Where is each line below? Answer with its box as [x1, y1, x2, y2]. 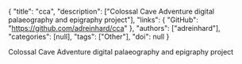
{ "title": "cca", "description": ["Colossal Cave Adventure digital [8, 7, 215, 16]
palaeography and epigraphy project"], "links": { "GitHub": [8, 15, 198, 24]
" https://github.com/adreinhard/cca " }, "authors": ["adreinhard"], [8, 24, 221, 32]
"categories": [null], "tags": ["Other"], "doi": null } [8, 32, 170, 41]
